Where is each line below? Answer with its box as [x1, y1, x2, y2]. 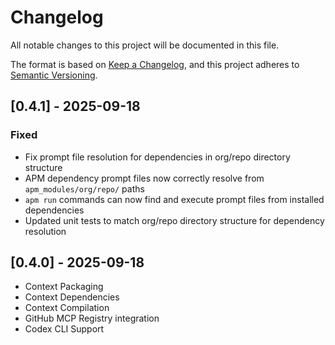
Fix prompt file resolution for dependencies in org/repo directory [24, 151, 291, 163]
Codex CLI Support [24, 323, 105, 335]
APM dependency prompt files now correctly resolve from [24, 172, 265, 184]
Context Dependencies [24, 291, 120, 303]
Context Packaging [24, 281, 104, 293]
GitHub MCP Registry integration [24, 312, 160, 325]
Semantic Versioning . [10, 69, 98, 81]
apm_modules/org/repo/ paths [24, 182, 145, 195]
